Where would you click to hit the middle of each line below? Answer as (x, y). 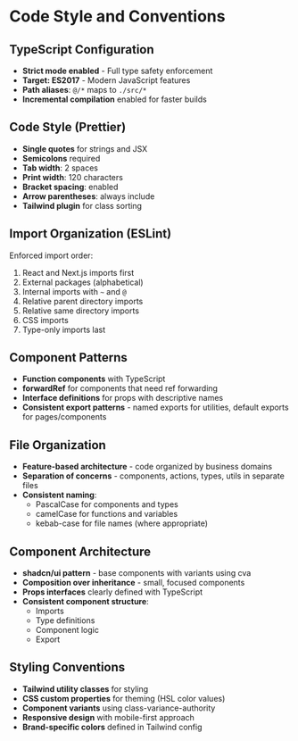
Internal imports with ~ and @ (74, 291)
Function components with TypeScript (94, 379)
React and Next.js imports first (78, 272)
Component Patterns (68, 358)
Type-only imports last (64, 329)
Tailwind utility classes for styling (85, 688)
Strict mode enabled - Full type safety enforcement (117, 71)
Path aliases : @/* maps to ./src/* (84, 90)
